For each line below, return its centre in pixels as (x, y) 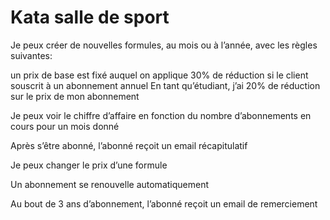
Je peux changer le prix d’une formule (89, 165)
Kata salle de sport (90, 17)
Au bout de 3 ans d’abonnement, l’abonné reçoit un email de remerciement (164, 203)
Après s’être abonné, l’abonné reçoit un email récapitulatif (129, 145)
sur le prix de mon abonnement (75, 96)
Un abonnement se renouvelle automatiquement (110, 184)
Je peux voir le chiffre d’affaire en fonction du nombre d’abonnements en (161, 115)
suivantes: (31, 55)
